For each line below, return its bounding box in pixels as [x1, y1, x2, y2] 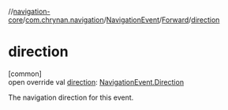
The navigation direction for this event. [8, 93, 134, 102]
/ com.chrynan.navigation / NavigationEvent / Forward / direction [22, 15, 220, 25]
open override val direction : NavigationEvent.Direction [8, 77, 184, 86]
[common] [8, 69, 42, 78]
